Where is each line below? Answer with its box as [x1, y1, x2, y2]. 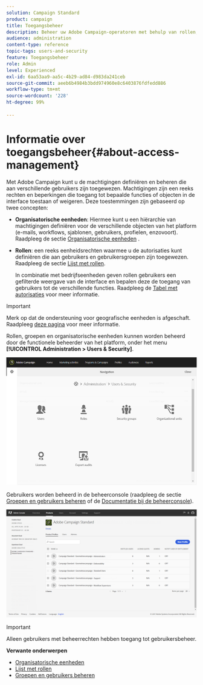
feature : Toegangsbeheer [6, 55, 69, 61]
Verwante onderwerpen [6, 647, 68, 654]
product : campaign [6, 16, 53, 22]
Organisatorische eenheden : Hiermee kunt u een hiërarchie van [14, 216, 176, 223]
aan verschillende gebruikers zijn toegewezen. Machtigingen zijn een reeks [6, 185, 194, 192]
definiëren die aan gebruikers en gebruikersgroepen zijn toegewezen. [14, 253, 189, 260]
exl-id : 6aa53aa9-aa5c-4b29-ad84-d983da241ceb [6, 73, 126, 80]
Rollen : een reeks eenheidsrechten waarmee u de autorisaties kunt [14, 247, 182, 254]
